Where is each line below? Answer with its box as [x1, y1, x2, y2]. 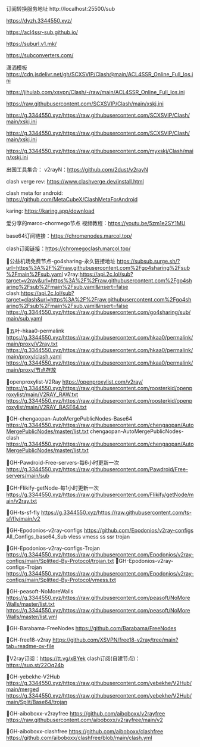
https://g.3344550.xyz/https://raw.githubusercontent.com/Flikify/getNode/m [6, 491, 194, 498]
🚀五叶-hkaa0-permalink [6, 327, 64, 334]
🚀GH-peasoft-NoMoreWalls [6, 588, 74, 595]
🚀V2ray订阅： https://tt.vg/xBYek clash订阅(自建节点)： [6, 655, 141, 662]
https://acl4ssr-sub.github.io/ [6, 29, 79, 36]
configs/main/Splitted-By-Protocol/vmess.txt [6, 577, 116, 583]
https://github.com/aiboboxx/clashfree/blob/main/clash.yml [6, 734, 152, 741]
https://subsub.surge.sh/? [117, 258, 180, 264]
